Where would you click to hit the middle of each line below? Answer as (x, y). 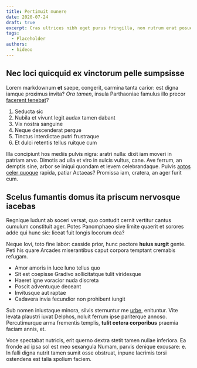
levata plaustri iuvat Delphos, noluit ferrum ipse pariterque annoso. (86, 316)
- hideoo (22, 50)
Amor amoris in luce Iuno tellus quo (57, 268)
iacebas (21, 206)
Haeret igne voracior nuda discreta (57, 280)
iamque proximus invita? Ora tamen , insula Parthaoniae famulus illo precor (96, 94)
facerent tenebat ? (28, 100)
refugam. (17, 257)
